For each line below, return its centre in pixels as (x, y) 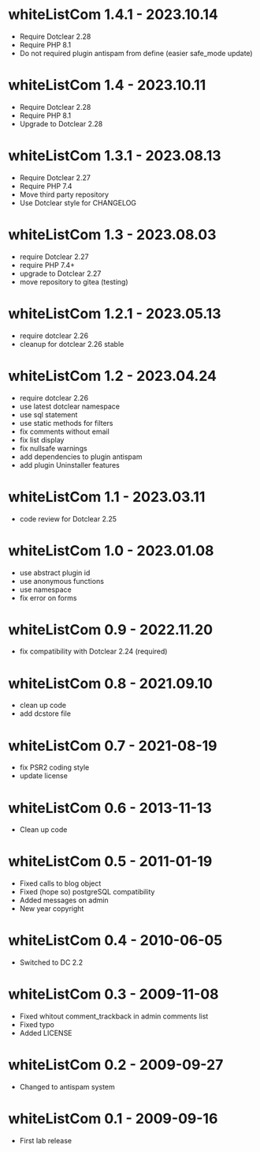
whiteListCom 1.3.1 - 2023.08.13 (115, 156)
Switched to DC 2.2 (51, 962)
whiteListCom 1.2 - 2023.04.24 (112, 376)
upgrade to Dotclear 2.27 (60, 273)
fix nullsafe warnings (54, 448)
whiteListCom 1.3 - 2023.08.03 (112, 235)
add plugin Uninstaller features (69, 465)
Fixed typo (37, 1025)
